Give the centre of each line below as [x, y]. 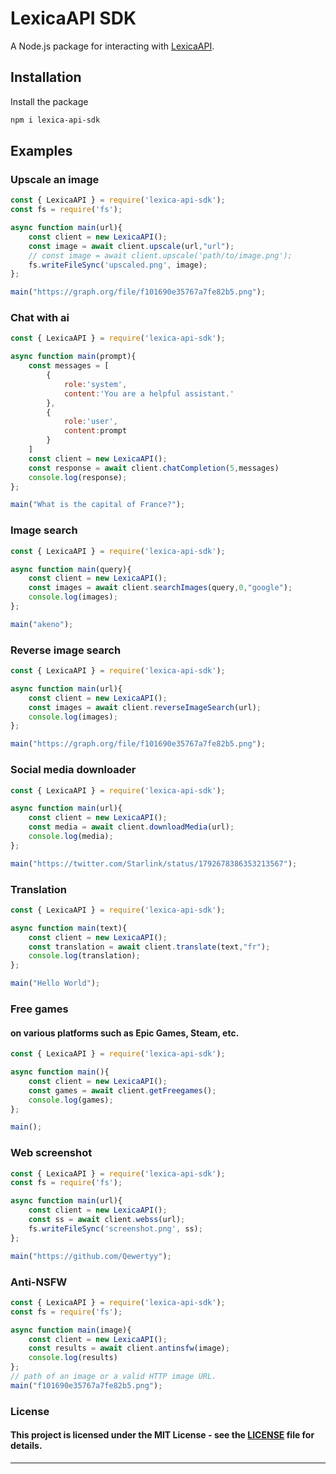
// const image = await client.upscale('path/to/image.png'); [160, 255]
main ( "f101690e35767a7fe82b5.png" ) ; [86, 1385]
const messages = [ [69, 366]
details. [26, 1446]
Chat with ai [40, 318]
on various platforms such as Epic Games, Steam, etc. [125, 1033]
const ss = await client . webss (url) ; [107, 1220]
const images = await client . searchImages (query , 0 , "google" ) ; [160, 588]
